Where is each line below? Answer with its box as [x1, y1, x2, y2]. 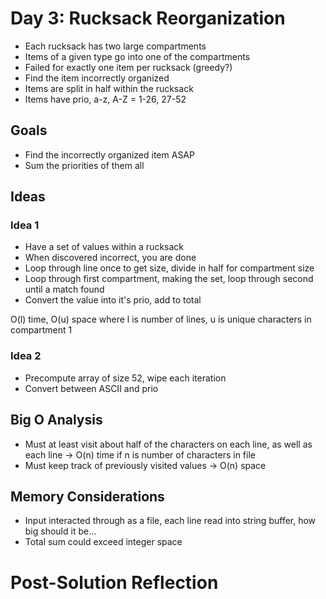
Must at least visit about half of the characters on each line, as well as [24, 438, 313, 450]
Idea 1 [10, 218, 40, 232]
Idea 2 [10, 349, 42, 363]
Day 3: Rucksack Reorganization [10, 7, 286, 30]
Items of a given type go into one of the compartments [24, 50, 251, 62]
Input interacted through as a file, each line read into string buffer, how [24, 515, 317, 527]
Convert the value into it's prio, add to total [24, 294, 202, 306]
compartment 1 [10, 324, 73, 336]
